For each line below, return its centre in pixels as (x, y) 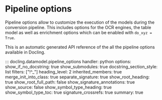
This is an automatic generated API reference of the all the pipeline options (80, 47)
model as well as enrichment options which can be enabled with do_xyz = (79, 32)
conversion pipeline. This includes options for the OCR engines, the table (78, 27)
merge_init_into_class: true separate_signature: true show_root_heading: (77, 77)
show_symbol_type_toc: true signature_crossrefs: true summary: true (74, 92)
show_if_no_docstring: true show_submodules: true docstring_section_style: (81, 67)
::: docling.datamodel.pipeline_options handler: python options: (68, 61)
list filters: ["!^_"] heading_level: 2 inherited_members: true (63, 71)
